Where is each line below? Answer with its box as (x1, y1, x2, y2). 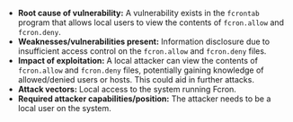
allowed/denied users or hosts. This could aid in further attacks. (17, 74, 254, 84)
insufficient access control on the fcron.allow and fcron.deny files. (17, 46, 267, 57)
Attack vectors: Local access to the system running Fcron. (17, 84, 236, 94)
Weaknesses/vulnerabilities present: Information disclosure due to (17, 36, 271, 47)
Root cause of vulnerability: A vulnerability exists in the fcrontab (17, 8, 260, 18)
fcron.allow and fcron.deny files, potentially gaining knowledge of (17, 65, 264, 75)
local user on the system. (17, 103, 112, 113)
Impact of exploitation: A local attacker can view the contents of (17, 56, 259, 65)
